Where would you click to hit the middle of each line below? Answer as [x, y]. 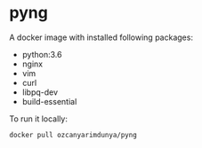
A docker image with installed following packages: [101, 37]
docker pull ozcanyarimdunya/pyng [73, 135]
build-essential [49, 101]
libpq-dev [40, 92]
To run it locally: [39, 119]
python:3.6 [42, 54]
